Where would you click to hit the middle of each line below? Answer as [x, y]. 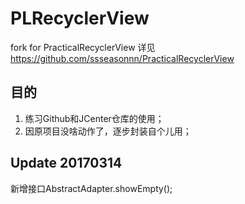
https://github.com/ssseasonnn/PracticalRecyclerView [122, 58]
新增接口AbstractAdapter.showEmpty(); [91, 188]
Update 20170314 [66, 163]
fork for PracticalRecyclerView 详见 [83, 47]
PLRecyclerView [80, 18]
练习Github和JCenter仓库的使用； [94, 118]
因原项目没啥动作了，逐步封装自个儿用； [108, 131]
